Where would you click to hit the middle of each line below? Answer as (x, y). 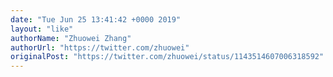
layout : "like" (42, 29)
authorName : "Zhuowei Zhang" (71, 38)
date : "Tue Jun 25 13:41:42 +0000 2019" (96, 19)
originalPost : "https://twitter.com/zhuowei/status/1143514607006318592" (167, 57)
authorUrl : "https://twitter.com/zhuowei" (100, 47)
